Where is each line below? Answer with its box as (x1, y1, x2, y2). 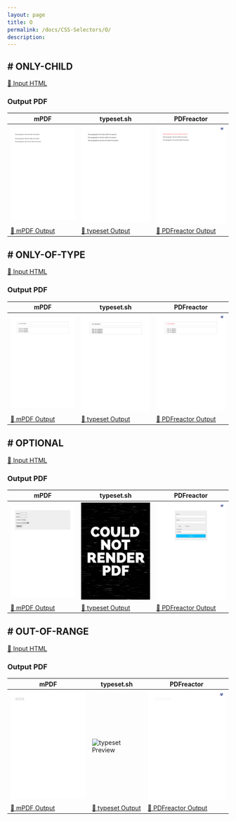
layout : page (7, 11, 46, 18)
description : (7, 34, 46, 41)
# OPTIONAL (7, 438, 65, 449)
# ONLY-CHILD (7, 60, 73, 72)
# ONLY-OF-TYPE (7, 249, 86, 261)
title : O (7, 18, 33, 26)
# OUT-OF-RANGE (7, 626, 89, 638)
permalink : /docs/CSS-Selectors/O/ (7, 26, 112, 33)
